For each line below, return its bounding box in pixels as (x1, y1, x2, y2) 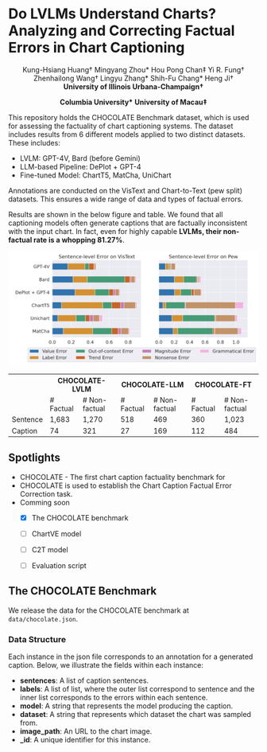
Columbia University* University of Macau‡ (59, 97, 208, 107)
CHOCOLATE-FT (194, 380, 252, 390)
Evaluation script (31, 561, 87, 571)
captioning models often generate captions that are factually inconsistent (8, 218, 248, 228)
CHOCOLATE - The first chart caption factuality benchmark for (19, 472, 226, 481)
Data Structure (8, 633, 67, 645)
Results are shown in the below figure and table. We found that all (8, 209, 223, 219)
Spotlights (8, 451, 61, 465)
